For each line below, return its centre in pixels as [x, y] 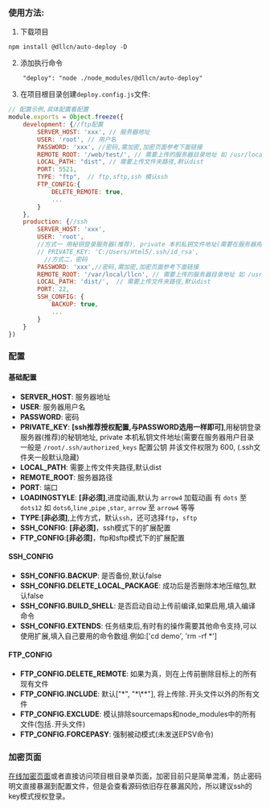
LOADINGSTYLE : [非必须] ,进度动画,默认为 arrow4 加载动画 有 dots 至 [133, 497]
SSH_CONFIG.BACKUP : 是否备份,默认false [91, 575]
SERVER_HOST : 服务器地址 [65, 396]
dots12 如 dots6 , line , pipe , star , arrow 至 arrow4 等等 [107, 507]
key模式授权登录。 [39, 796]
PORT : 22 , [53, 289]
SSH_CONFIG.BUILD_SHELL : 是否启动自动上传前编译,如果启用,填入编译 [137, 605]
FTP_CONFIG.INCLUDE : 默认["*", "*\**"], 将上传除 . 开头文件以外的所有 [136, 694]
